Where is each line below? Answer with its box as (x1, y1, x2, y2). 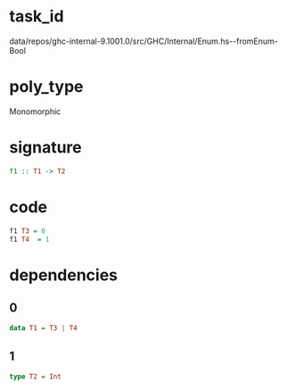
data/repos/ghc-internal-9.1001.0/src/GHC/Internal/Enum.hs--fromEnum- (9, 36, 279, 46)
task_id (9, 6, 64, 27)
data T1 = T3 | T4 (9, 324, 78, 333)
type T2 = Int (9, 372, 62, 381)
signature (9, 137, 82, 158)
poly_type (9, 77, 84, 97)
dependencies (9, 265, 119, 285)
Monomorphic (9, 105, 61, 117)
